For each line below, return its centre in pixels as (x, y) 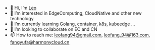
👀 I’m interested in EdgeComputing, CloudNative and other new (76, 13)
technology (22, 18)
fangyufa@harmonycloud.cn (40, 42)
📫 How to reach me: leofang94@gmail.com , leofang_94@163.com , (80, 35)
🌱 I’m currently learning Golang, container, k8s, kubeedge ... (72, 24)
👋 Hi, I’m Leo (23, 8)
